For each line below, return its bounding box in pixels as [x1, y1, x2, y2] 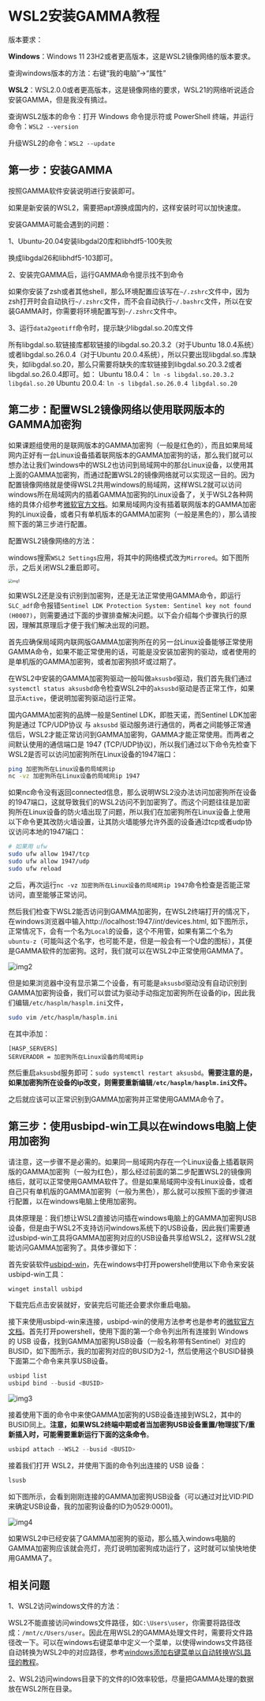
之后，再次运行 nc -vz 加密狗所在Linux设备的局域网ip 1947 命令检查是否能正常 [8, 880, 251, 890]
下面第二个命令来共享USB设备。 [8, 1356, 113, 1366]
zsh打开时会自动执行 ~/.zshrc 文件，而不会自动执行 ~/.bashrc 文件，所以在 [8, 297, 246, 306]
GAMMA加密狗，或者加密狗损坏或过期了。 [42, 656, 181, 666]
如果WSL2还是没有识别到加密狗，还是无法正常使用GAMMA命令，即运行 [8, 591, 241, 600]
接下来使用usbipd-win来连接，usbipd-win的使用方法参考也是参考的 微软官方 [8, 1317, 255, 1326]
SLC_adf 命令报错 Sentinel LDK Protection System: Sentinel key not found [8, 600, 252, 610]
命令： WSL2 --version [8, 121, 79, 131]
